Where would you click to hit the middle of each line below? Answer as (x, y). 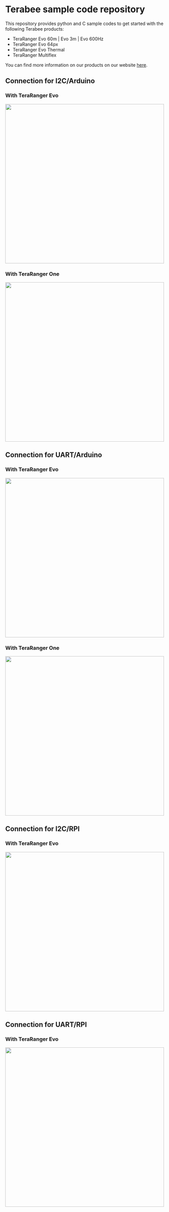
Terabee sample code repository (75, 9)
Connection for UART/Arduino (54, 455)
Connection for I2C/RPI (43, 829)
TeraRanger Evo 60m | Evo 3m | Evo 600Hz (58, 39)
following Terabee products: (35, 29)
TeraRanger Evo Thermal (39, 49)
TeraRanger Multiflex (35, 55)
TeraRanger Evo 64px (35, 44)
